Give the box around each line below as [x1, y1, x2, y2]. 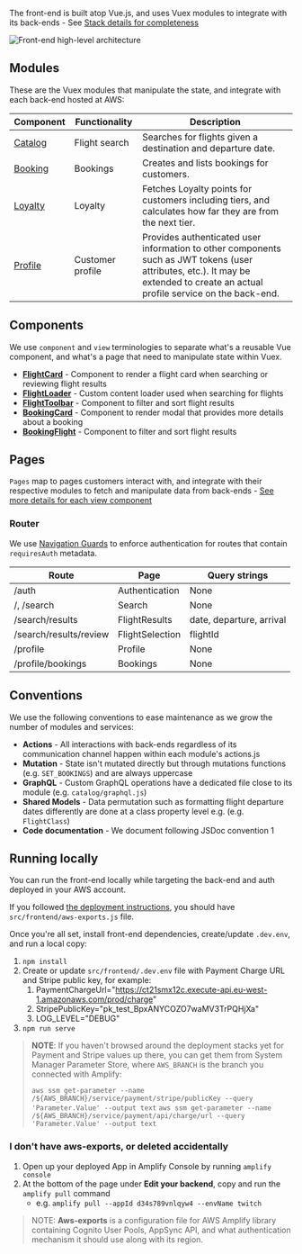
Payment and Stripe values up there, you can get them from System [31, 1050, 283, 1060]
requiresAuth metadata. [9, 547, 97, 558]
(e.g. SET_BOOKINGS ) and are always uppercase [22, 767, 193, 778]
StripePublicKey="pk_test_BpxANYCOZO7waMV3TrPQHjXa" [35, 1004, 259, 1015]
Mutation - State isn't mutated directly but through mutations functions [22, 758, 286, 769]
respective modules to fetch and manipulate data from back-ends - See [9, 485, 274, 496]
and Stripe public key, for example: [22, 975, 152, 986]
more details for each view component [9, 495, 153, 506]
